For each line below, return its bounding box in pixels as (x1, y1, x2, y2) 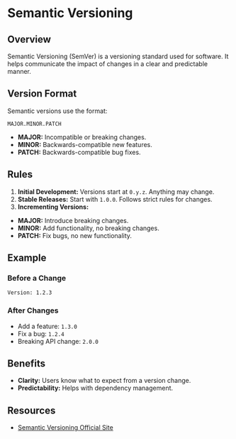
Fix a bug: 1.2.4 (17, 329, 65, 338)
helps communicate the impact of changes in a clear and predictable (7, 60, 208, 68)
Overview (7, 33, 52, 45)
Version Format (7, 87, 77, 100)
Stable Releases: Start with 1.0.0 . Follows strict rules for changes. (17, 195, 213, 203)
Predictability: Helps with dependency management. (17, 384, 174, 392)
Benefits (7, 357, 46, 369)
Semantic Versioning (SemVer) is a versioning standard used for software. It (7, 52, 229, 60)
